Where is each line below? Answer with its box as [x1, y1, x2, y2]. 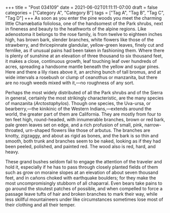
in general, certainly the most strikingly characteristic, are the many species [5, 95, 164, 101]
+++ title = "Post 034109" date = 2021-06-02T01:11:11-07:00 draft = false [5, 5, 158, 10]
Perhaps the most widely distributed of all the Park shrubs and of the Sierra [5, 90, 163, 95]
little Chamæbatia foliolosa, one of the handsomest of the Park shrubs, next [5, 20, 163, 26]
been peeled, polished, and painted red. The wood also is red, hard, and [5, 144, 156, 149]
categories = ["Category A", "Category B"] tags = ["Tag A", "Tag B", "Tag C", [5, 10, 165, 16]
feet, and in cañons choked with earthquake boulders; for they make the [5, 175, 156, 181]
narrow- [144, 122, 161, 128]
